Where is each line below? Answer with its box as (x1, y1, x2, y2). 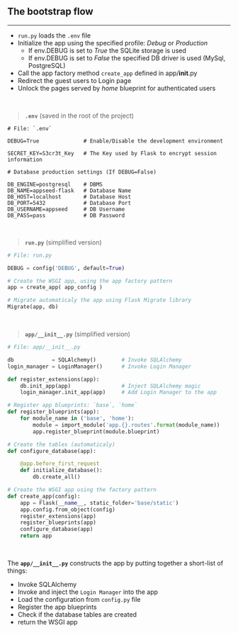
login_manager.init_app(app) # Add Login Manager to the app (20, 389, 217, 396)
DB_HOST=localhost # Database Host (7, 193, 132, 201)
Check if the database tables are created (17, 610, 137, 619)
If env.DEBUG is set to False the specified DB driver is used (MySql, (28, 53, 226, 62)
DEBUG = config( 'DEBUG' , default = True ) (7, 264, 125, 271)
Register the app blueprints (17, 603, 97, 612)
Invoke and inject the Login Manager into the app (17, 588, 158, 596)
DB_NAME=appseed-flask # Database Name (7, 187, 132, 194)
